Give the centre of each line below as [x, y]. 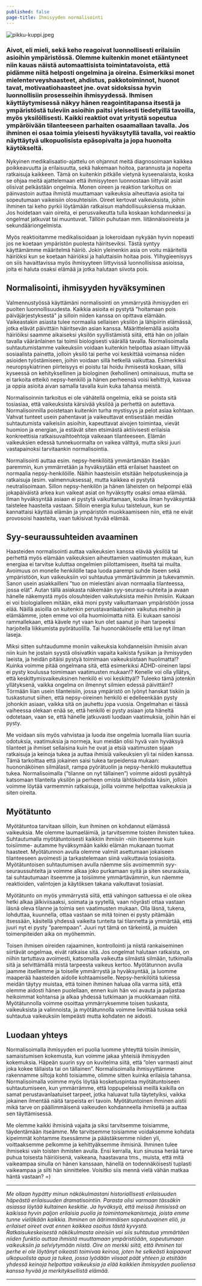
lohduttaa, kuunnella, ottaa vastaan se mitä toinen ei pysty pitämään [90, 915]
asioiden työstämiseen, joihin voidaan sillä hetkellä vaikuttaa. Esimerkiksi [96, 360]
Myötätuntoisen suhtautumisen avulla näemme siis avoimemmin [85, 865]
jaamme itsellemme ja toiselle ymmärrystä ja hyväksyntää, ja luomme [92, 971]
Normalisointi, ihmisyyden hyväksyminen [86, 288]
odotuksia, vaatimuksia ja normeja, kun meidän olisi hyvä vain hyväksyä [95, 742]
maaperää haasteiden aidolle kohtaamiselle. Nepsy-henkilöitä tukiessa [93, 978]
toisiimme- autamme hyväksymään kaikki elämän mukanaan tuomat [90, 845]
